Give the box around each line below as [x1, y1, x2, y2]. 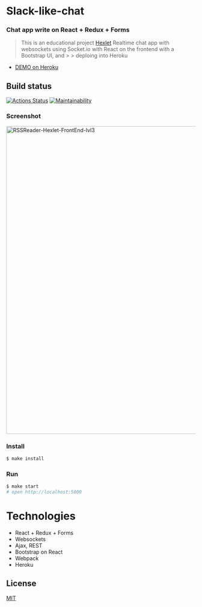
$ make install [6, 455, 44, 462]
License [6, 578, 37, 589]
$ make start [6, 483, 39, 490]
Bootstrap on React [14, 548, 63, 555]
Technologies [6, 509, 76, 523]
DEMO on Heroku [14, 64, 59, 71]
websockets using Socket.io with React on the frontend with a [20, 46, 174, 53]
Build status [6, 81, 52, 91]
